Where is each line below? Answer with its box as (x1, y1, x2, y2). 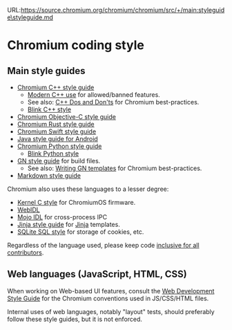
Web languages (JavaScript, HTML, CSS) (7, 268, 188, 280)
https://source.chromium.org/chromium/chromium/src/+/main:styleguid (20, 6, 225, 14)
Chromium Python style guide (17, 142, 102, 150)
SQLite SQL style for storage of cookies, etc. (17, 228, 144, 236)
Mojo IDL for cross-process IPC (17, 213, 108, 221)
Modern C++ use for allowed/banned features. (27, 91, 160, 99)
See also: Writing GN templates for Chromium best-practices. (27, 164, 202, 172)
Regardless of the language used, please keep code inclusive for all (7, 241, 200, 249)
